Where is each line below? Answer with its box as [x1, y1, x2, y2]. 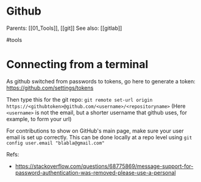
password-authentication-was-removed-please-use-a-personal [15, 169, 176, 176]
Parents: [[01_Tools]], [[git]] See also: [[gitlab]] [6, 24, 122, 32]
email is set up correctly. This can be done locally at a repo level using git [6, 133, 192, 141]
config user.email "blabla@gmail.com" [6, 140, 105, 146]
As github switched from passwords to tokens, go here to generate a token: [6, 77, 196, 85]
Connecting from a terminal [6, 58, 149, 71]
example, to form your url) [6, 115, 72, 122]
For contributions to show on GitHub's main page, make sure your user [6, 127, 184, 135]
